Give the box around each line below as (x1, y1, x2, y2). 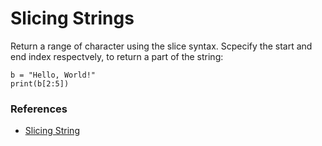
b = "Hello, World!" (10, 70, 97, 80)
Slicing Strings (10, 7, 135, 30)
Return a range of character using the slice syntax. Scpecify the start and (10, 40, 313, 52)
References (10, 102, 68, 116)
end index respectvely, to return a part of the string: (10, 50, 224, 62)
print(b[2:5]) (10, 78, 70, 89)
